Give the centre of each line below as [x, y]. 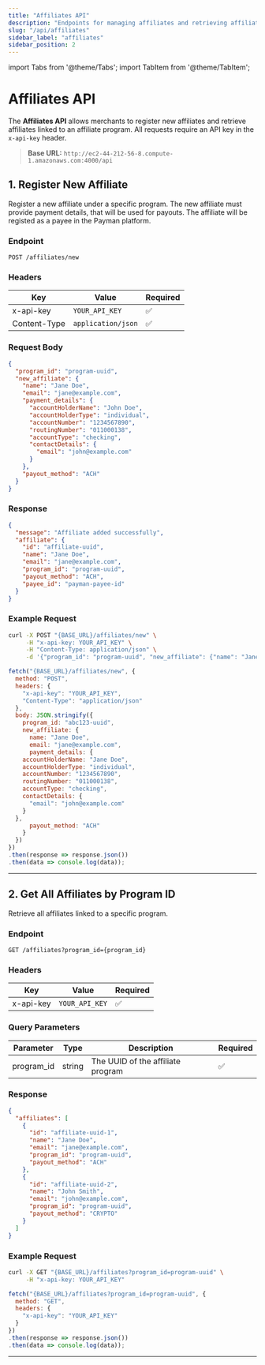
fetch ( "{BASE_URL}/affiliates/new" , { [72, 672]
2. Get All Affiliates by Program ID [92, 894]
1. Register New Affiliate [68, 185]
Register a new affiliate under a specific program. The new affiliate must [125, 204]
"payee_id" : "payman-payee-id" [74, 584]
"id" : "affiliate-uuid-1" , [73, 1133]
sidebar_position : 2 [42, 45]
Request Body [35, 347]
